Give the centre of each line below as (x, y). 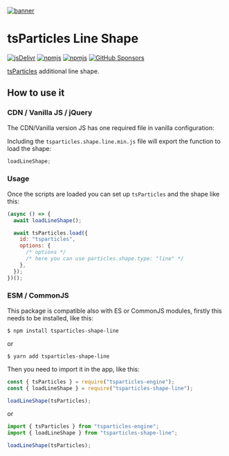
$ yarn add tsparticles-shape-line (58, 356)
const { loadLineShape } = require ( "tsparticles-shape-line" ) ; (100, 388)
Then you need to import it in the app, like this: (73, 369)
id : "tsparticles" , (48, 239)
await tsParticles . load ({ (51, 233)
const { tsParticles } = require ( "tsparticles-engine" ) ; (91, 382)
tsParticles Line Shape (73, 39)
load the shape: (29, 148)
